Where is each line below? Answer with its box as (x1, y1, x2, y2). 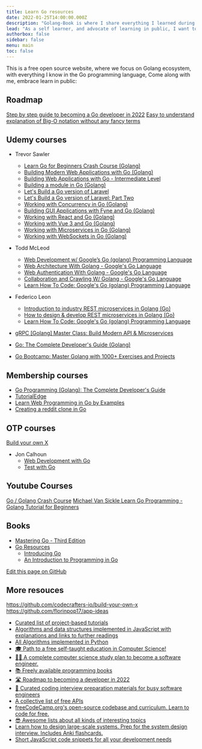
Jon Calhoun (14, 451, 47, 458)
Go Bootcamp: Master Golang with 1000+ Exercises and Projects (14, 353, 176, 360)
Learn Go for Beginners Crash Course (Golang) (23, 162, 141, 169)
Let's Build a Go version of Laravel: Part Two (23, 194, 134, 202)
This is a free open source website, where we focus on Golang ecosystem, (6, 64, 191, 72)
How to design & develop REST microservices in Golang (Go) (23, 312, 175, 319)
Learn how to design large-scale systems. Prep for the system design (14, 723, 188, 730)
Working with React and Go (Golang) (23, 213, 115, 221)
